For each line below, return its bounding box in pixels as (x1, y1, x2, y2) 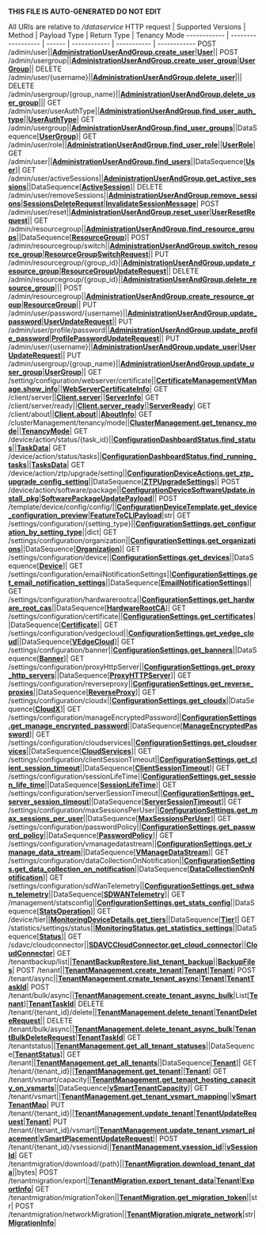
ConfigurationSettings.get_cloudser (135, 738, 257, 747)
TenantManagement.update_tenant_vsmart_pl (98, 1126, 256, 1134)
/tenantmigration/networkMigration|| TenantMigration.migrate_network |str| (8, 1210, 256, 1219)
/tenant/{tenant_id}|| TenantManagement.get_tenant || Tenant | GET (8, 1066, 227, 1076)
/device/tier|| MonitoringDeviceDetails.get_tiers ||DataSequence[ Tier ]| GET (8, 915, 256, 924)
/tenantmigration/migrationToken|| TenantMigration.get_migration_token (8, 1193, 247, 1202)
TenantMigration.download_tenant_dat (123, 1159, 256, 1168)
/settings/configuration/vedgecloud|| (8, 629, 129, 637)
